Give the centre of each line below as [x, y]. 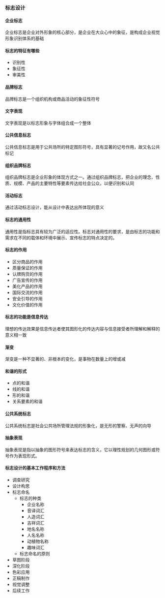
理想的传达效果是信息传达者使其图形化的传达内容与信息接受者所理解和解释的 [82, 329]
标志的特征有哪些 [22, 51]
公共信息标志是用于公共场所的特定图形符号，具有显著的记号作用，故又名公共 [82, 147]
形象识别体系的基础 [25, 38]
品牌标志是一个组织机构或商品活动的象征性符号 [52, 99]
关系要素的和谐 [27, 402]
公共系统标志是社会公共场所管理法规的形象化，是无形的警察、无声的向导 [78, 425]
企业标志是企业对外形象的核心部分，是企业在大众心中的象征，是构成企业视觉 [82, 32]
